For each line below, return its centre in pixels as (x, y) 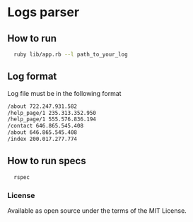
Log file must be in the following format (64, 93)
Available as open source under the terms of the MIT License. (97, 210)
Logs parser (43, 12)
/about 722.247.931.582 (42, 106)
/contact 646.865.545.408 (45, 126)
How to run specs (47, 161)
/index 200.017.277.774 (42, 139)
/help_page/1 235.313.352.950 (52, 113)
